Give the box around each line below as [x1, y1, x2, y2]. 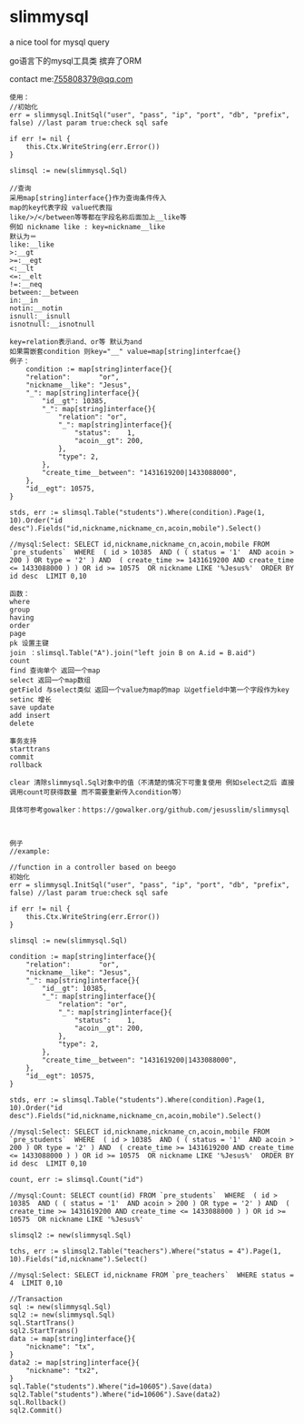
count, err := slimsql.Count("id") [9, 1175, 144, 1184]
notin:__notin [9, 303, 64, 313]
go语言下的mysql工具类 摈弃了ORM [9, 55, 142, 66]
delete [9, 719, 34, 728]
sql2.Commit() [9, 1406, 64, 1415]
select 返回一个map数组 [9, 675, 91, 684]
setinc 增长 [9, 694, 52, 704]
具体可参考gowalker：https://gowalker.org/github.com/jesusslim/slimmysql [9, 805, 290, 814]
